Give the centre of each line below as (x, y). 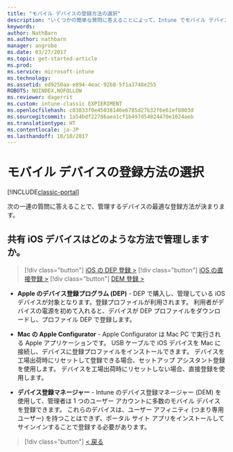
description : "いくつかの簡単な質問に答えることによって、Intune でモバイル (106, 20)
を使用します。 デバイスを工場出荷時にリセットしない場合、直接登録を (118, 369)
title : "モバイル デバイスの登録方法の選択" (64, 14)
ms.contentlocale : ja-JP (43, 130)
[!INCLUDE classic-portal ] (43, 192)
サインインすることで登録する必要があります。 (84, 427)
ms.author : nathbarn (37, 40)
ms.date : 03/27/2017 (37, 53)
